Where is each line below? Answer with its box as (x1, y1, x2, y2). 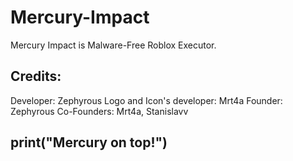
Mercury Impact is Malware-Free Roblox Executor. (10, 39, 217, 51)
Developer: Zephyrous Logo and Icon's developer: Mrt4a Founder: (10, 94, 283, 106)
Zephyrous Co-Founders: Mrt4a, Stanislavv (10, 105, 189, 117)
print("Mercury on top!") (10, 134, 168, 151)
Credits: (10, 68, 62, 85)
